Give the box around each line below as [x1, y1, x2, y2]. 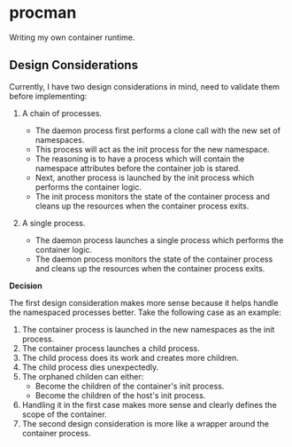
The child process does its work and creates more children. [21, 352, 239, 363]
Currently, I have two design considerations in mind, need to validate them [9, 81, 280, 91]
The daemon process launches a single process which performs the [35, 234, 284, 246]
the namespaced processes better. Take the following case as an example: [9, 307, 281, 318]
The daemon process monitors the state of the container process [35, 254, 273, 264]
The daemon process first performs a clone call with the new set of [35, 125, 281, 136]
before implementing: [9, 90, 88, 101]
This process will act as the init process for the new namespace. [35, 144, 270, 154]
